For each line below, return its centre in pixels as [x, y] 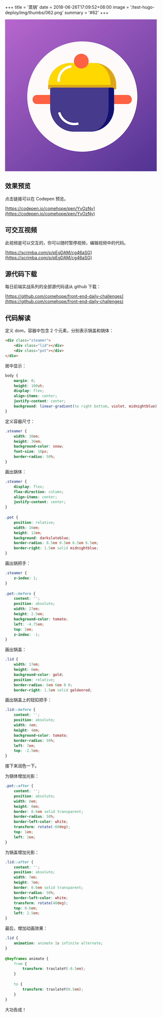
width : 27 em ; [27, 609]
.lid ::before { [20, 710]
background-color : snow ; [39, 447]
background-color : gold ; [39, 674]
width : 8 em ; [26, 801]
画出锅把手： [18, 563]
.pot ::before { [20, 594]
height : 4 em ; [27, 730]
